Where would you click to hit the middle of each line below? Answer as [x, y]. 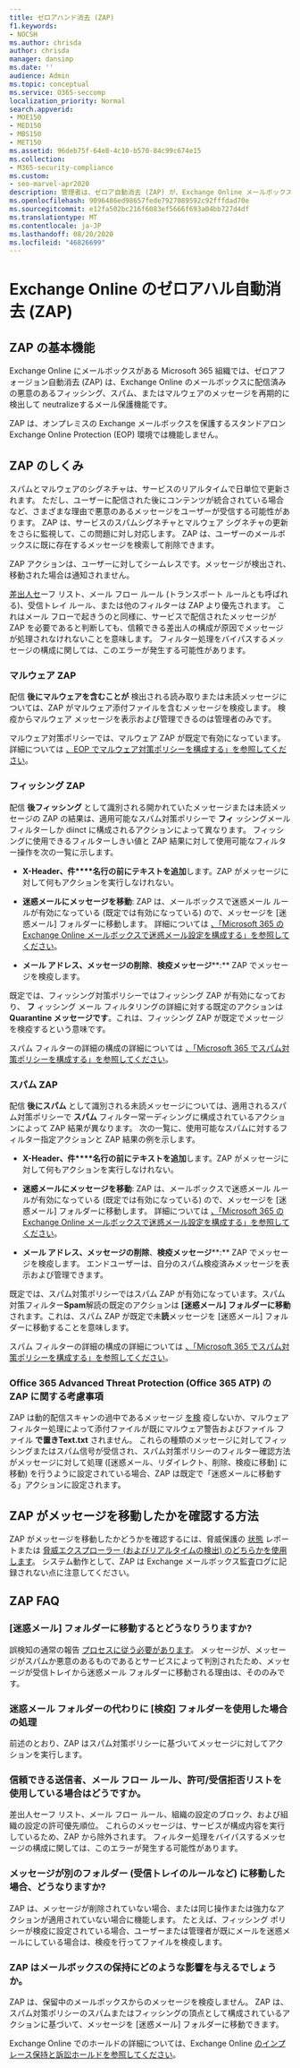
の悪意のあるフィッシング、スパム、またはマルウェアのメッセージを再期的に [150, 393]
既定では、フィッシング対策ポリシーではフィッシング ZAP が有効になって [144, 995]
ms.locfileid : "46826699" [57, 243]
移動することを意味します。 [83, 1327]
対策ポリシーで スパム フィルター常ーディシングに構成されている [136, 1117]
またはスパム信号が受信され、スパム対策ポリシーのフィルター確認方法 [162, 1451]
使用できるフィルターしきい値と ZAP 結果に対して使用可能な [144, 841]
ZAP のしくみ [47, 465]
